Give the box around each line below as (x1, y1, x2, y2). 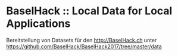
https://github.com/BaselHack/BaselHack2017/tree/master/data (6, 43, 162, 50)
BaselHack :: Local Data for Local (6, 4, 173, 18)
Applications (6, 17, 71, 30)
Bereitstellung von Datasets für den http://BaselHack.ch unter (6, 36, 157, 43)
